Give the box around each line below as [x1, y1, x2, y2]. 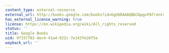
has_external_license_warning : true [5, 17, 82, 22]
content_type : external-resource [5, 7, 75, 13]
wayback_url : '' [5, 40, 39, 45]
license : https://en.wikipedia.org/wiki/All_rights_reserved [5, 21, 136, 27]
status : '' [5, 26, 28, 31]
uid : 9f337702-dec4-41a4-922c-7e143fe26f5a [5, 36, 98, 41]
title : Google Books [5, 31, 49, 36]
